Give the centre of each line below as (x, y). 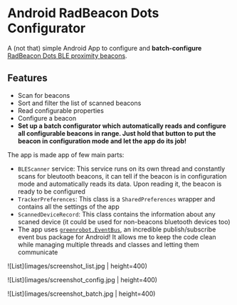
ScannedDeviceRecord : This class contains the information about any (116, 214)
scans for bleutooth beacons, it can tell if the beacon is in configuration (122, 176)
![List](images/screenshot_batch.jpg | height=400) (81, 294)
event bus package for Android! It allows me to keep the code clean (117, 236)
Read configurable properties (61, 110)
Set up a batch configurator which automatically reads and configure (122, 126)
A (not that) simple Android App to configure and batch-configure (105, 48)
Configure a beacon (47, 118)
